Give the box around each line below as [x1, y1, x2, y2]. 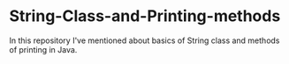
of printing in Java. [9, 44, 78, 54]
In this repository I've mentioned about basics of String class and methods [9, 35, 280, 46]
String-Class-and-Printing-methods [9, 6, 281, 26]
